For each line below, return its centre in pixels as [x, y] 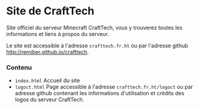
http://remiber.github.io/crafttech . [48, 52]
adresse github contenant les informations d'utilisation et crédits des [99, 93]
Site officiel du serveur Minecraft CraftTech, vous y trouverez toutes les [94, 28]
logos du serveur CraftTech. [49, 99]
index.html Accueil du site [47, 81]
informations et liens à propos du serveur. [58, 34]
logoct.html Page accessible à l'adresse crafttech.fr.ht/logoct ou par [104, 87]
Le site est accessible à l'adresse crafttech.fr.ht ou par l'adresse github [97, 46]
